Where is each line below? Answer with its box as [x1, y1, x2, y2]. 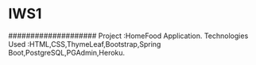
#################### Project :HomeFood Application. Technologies [8, 31, 249, 40]
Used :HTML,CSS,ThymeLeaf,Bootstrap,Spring [8, 39, 161, 48]
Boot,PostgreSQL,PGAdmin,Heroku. [8, 48, 126, 57]
